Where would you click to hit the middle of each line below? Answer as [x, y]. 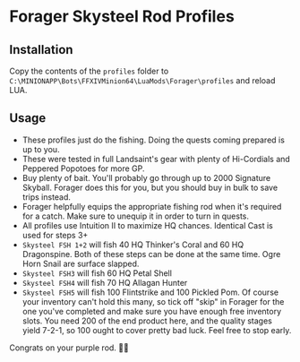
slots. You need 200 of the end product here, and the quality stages [147, 321]
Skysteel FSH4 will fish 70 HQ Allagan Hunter [105, 282]
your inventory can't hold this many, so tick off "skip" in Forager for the [153, 301]
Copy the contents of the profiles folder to [89, 71]
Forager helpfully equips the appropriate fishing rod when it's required [152, 206]
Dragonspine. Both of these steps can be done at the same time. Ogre [151, 254]
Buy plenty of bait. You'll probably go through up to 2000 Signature [146, 177]
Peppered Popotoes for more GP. [83, 168]
